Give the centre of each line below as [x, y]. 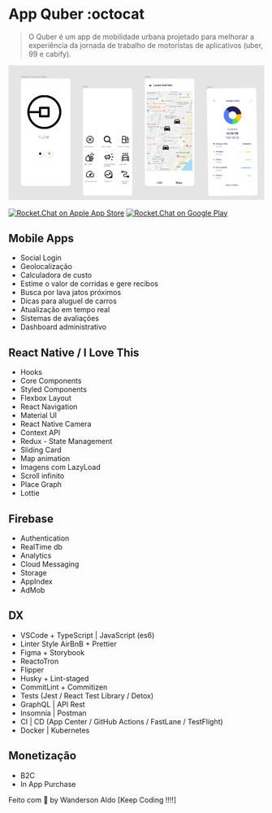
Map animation [45, 459]
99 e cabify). [50, 54]
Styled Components [54, 389]
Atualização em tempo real [65, 310]
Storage [33, 573]
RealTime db [41, 547]
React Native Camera [56, 424]
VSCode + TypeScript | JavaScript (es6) [87, 635]
